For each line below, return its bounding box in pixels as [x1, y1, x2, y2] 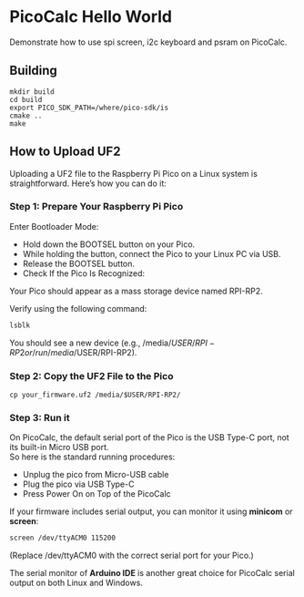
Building [9, 63, 57, 78]
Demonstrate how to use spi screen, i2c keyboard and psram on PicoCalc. [9, 36, 288, 47]
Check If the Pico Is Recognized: [22, 267, 146, 279]
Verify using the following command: [9, 303, 147, 314]
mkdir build [9, 87, 55, 97]
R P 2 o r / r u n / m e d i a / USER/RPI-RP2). [9, 346, 137, 357]
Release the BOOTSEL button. [22, 258, 135, 269]
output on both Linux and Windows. [9, 577, 144, 589]
